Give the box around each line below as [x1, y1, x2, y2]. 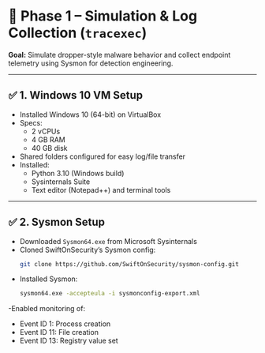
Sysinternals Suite [31, 177, 91, 186]
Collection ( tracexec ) [8, 24, 147, 42]
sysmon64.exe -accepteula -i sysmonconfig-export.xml [19, 290, 200, 298]
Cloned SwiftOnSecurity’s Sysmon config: [19, 245, 156, 254]
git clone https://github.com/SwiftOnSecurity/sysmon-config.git [19, 260, 239, 268]
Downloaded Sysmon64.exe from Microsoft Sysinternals [19, 236, 197, 246]
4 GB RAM [31, 134, 65, 145]
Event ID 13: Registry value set [19, 336, 118, 346]
